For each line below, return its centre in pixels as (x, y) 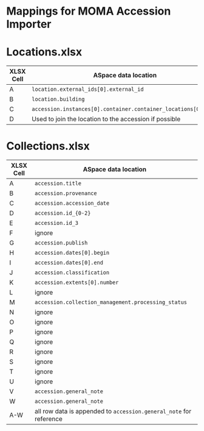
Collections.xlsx (48, 146)
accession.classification (72, 273)
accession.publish (61, 243)
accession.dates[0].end (69, 263)
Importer (29, 24)
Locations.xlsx (44, 52)
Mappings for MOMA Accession (89, 11)
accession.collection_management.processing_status (110, 302)
